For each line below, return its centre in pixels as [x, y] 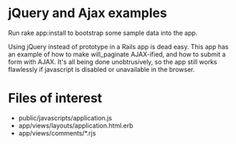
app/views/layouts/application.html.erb [76, 125]
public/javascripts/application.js [65, 118]
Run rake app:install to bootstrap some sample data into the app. [103, 33]
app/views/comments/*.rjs [57, 133]
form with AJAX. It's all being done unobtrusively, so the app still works [113, 61]
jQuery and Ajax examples [88, 13]
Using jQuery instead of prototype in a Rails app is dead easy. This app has [118, 46]
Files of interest [55, 98]
